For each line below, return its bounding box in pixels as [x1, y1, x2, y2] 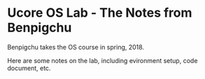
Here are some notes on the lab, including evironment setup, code [7, 56, 198, 64]
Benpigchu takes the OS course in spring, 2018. [7, 43, 145, 51]
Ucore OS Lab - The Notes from [7, 5, 192, 21]
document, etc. [7, 64, 51, 72]
